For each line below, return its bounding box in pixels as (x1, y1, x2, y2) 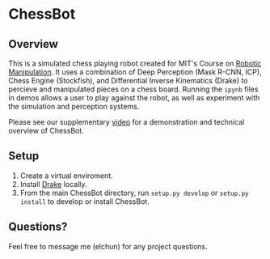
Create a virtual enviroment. (19, 171, 113, 180)
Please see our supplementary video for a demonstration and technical (8, 117, 245, 126)
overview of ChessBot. (8, 126, 85, 135)
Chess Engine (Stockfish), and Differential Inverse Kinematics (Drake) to (8, 76, 248, 85)
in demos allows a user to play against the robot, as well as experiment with (8, 93, 260, 102)
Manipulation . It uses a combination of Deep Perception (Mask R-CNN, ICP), (8, 67, 262, 77)
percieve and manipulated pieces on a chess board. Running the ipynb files (8, 84, 259, 94)
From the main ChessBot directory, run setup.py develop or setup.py (19, 188, 249, 197)
